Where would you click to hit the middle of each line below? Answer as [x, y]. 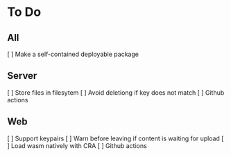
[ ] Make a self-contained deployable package [73, 54]
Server [22, 76]
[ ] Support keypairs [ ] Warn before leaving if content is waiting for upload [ [115, 138]
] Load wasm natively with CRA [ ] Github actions [77, 145]
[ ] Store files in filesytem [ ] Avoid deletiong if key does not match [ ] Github [116, 92]
